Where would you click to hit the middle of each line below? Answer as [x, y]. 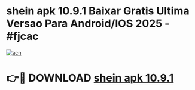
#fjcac [22, 36]
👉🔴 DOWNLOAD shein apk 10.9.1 [90, 78]
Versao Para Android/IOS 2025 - [88, 24]
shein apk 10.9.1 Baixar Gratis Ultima [98, 11]
